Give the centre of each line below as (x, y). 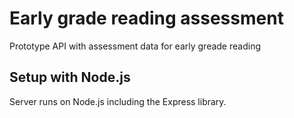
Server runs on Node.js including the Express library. (118, 101)
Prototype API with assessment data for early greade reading (135, 46)
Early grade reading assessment (146, 18)
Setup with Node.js (70, 77)
